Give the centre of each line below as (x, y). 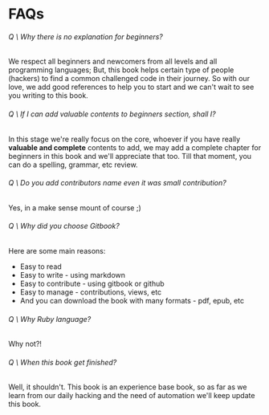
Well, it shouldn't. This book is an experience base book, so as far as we (128, 387)
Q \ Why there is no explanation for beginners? (86, 36)
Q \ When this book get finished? (63, 362)
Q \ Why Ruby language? (50, 319)
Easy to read (41, 266)
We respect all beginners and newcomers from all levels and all (113, 62)
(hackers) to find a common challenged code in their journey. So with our (129, 79)
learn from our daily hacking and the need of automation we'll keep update (132, 396)
